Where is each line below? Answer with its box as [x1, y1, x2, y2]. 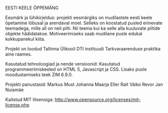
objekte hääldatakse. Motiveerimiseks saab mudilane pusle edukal [5, 31, 142, 36]
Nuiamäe [5, 87, 24, 93]
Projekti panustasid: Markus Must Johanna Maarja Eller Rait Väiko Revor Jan [5, 81, 163, 87]
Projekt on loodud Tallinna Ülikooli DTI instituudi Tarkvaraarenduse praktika [5, 46, 161, 51]
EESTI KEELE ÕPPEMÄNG [5, 5, 59, 11]
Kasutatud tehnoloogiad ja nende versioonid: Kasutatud [5, 61, 121, 67]
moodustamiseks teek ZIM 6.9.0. [5, 72, 73, 78]
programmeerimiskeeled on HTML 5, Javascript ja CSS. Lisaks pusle [5, 66, 147, 72]
